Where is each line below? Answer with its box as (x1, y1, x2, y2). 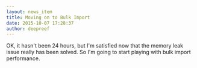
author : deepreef (6, 25, 50, 32)
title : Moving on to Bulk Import (6, 14, 90, 20)
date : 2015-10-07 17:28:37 (6, 20, 74, 26)
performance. (6, 55, 40, 62)
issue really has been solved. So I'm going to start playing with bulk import (6, 49, 191, 56)
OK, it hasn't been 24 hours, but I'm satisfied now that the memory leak (6, 42, 184, 49)
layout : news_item (6, 8, 52, 15)
